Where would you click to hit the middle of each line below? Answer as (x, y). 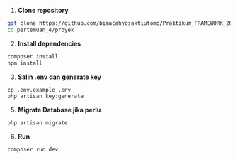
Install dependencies (49, 43)
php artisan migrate (38, 123)
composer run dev (33, 150)
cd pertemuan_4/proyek (41, 30)
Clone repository (43, 10)
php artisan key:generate (45, 96)
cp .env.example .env (39, 90)
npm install (25, 63)
